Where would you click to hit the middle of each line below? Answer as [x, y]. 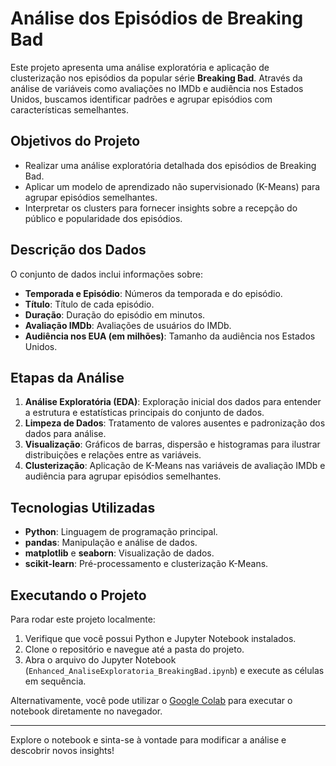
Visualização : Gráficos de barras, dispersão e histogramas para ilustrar [172, 444]
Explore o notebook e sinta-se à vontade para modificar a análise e [148, 740]
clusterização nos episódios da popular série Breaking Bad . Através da [156, 78]
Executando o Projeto [78, 595]
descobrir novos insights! [62, 750]
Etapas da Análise [67, 377]
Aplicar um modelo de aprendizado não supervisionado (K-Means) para [172, 186]
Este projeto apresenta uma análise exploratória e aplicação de [140, 67]
